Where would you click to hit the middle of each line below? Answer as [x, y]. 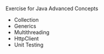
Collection [26, 20]
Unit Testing [28, 45]
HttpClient [26, 38]
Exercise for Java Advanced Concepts [52, 9]
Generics [25, 26]
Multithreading [32, 32]
